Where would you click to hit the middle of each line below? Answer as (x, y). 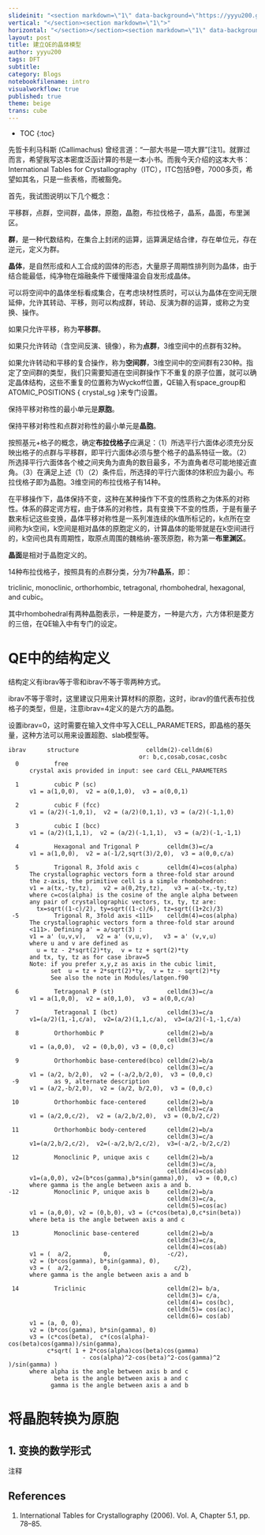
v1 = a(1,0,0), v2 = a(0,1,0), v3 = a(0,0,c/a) (112, 998)
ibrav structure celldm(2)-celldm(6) (111, 750)
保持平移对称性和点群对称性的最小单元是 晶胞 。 (84, 426)
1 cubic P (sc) (56, 784)
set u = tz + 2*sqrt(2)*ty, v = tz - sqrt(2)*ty (135, 971)
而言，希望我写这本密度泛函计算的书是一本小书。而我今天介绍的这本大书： (129, 159)
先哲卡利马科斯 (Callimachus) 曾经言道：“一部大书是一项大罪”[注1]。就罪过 (129, 150)
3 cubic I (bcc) (58, 826)
